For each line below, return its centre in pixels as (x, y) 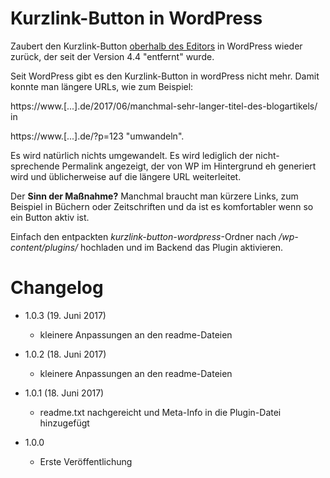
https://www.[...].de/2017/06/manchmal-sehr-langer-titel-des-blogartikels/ (164, 106)
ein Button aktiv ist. (50, 217)
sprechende (35, 166)
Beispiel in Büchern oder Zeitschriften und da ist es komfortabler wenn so (162, 206)
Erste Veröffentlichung (86, 461)
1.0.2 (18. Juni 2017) (65, 354)
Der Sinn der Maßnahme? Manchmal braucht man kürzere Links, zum (154, 196)
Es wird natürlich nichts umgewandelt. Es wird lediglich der (132, 155)
